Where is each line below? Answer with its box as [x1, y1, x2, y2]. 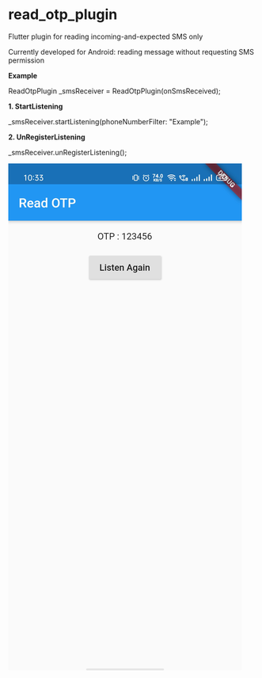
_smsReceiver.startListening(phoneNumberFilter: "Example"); [8, 116, 208, 126]
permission [8, 55, 45, 65]
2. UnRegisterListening [8, 132, 85, 142]
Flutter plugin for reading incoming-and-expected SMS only [8, 32, 203, 41]
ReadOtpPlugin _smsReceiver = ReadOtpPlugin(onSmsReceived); [8, 86, 221, 96]
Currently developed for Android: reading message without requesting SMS [8, 47, 255, 56]
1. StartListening [8, 101, 63, 111]
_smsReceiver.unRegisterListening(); [8, 147, 127, 157]
